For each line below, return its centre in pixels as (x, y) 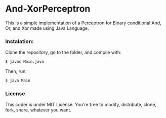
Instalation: (19, 41)
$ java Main (18, 81)
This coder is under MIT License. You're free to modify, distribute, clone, (81, 105)
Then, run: (16, 71)
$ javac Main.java (25, 62)
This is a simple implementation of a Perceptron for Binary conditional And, (83, 23)
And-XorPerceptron (48, 9)
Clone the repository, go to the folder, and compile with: (63, 52)
